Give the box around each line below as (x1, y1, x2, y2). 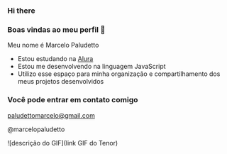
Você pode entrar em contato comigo (7, 95, 138, 105)
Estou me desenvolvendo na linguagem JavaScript (17, 62, 166, 71)
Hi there (7, 6, 35, 16)
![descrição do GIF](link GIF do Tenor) (7, 138, 118, 147)
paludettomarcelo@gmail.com (7, 111, 96, 119)
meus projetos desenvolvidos (17, 77, 104, 86)
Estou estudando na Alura (17, 55, 94, 63)
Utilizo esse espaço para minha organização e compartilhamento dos (17, 70, 221, 78)
